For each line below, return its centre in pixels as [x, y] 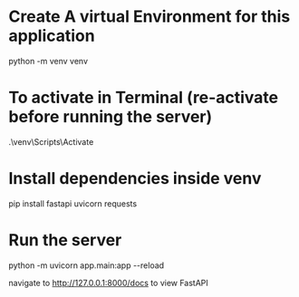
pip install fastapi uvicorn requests [73, 203]
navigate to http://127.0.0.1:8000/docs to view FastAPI [109, 283]
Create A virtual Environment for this [149, 17]
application [52, 36]
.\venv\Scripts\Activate [51, 141]
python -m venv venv [48, 61]
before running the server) [111, 117]
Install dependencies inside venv [135, 179]
